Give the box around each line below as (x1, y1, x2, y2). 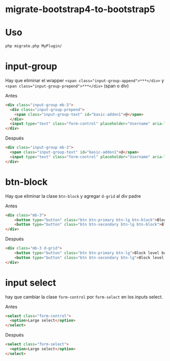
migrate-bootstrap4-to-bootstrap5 (5, 4, 155, 15)
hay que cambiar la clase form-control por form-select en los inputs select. (5, 294, 163, 300)
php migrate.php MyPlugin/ (5, 44, 62, 49)
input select (5, 277, 57, 288)
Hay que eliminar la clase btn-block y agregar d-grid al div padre (5, 193, 141, 199)
